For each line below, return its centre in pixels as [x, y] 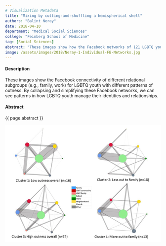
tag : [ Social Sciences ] [30, 42]
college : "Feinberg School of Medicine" [47, 37]
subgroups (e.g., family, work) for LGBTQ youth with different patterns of [79, 85]
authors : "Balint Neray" [31, 21]
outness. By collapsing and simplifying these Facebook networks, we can [80, 90]
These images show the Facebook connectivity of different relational [75, 80]
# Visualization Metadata [32, 10]
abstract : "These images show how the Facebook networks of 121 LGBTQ [79, 47]
